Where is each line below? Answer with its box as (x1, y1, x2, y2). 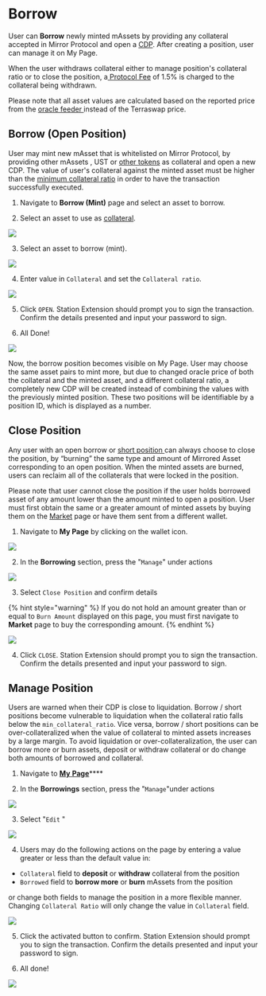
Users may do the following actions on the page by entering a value (19, 845, 241, 854)
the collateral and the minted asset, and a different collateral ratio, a (8, 375, 229, 385)
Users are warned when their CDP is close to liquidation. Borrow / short (8, 702, 242, 713)
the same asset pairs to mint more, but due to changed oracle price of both (8, 367, 254, 377)
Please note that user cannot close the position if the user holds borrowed (8, 486, 251, 495)
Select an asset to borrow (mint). (19, 244, 127, 253)
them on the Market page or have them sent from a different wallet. (8, 511, 228, 521)
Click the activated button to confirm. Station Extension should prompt (19, 932, 250, 941)
